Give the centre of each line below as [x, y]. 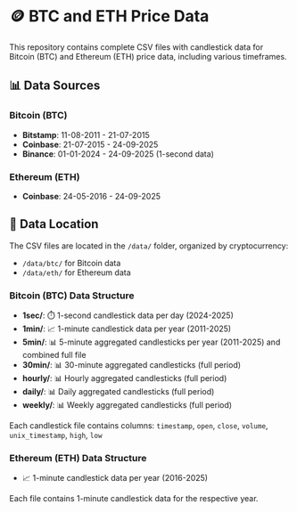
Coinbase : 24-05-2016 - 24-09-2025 [91, 196]
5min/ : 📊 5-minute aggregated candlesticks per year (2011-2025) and [151, 342]
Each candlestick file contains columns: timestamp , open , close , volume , [139, 426]
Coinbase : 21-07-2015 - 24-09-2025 [90, 144]
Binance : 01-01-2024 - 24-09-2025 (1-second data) [118, 154]
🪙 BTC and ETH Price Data [109, 16]
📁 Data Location [54, 224]
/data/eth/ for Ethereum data [76, 272]
